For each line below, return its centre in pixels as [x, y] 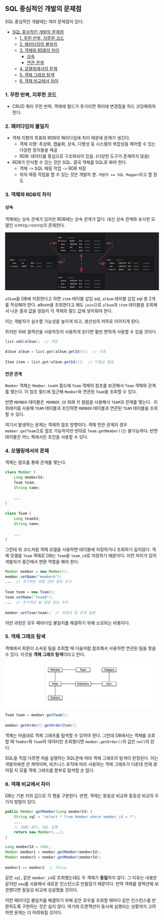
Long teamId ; [27, 519]
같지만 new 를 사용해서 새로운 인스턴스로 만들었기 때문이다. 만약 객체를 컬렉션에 [79, 884]
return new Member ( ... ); [39, 832]
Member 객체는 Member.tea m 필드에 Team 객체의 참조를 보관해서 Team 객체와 [76, 386]
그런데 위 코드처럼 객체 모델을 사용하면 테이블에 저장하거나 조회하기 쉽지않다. [78, 549]
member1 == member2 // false [36, 868]
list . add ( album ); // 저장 [31, 342]
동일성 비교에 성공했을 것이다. [50, 890]
